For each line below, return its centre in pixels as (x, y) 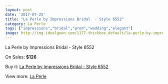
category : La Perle (25, 24)
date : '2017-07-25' (25, 14)
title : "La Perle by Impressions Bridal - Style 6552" (64, 19)
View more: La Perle (26, 76)
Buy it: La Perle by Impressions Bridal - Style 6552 (57, 66)
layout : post (19, 10)
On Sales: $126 (21, 57)
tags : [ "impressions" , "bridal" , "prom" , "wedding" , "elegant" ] (69, 28)
